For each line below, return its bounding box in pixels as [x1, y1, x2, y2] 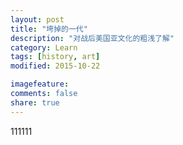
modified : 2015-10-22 [10, 61, 101, 71]
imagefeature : [10, 79, 70, 90]
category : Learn [10, 42, 78, 53]
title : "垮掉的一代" [10, 24, 88, 34]
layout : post [10, 14, 65, 25]
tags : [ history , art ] [10, 52, 101, 62]
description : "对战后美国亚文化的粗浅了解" [10, 33, 175, 43]
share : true [10, 97, 60, 108]
